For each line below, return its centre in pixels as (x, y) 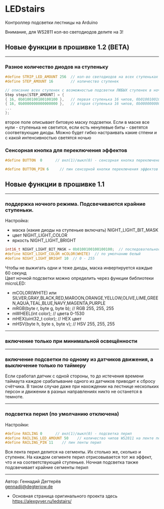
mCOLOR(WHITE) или (34, 293)
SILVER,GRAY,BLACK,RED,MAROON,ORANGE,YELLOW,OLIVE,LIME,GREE (85, 298)
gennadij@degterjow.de (29, 487)
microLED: (15, 283)
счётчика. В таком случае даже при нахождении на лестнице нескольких (82, 387)
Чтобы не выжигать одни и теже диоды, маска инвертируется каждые (79, 268)
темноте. (14, 397)
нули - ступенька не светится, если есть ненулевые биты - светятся (76, 127)
